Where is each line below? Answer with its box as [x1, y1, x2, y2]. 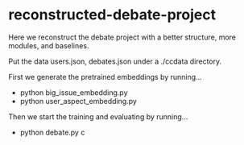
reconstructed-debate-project [8, 6, 216, 24]
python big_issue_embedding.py [19, 87, 128, 97]
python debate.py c [19, 127, 85, 137]
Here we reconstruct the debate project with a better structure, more [8, 32, 236, 42]
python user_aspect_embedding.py [19, 96, 137, 106]
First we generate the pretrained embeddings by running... [8, 72, 203, 81]
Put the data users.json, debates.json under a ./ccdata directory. [8, 56, 222, 66]
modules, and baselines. [8, 40, 89, 50]
